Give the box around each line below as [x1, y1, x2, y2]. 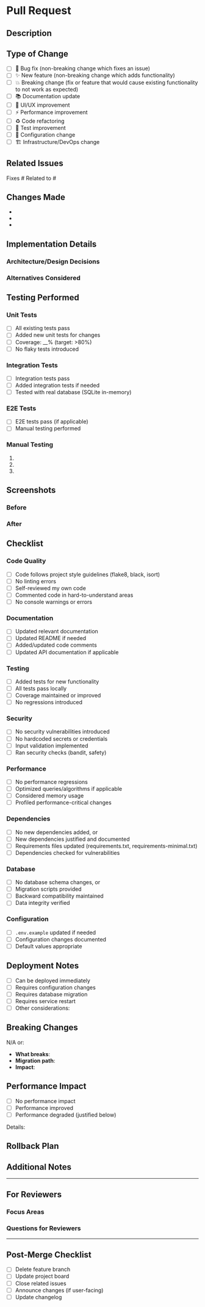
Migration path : [15, 1057, 56, 1064]
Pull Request [6, 4, 71, 18]
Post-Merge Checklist [6, 1249, 92, 1260]
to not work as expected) [15, 85, 79, 93]
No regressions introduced [15, 699, 83, 706]
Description [6, 28, 52, 38]
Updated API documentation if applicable [15, 648, 119, 656]
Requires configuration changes [15, 984, 96, 991]
